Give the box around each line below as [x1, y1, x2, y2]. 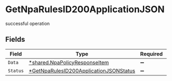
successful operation [5, 20, 50, 26]
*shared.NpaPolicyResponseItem [29, 59, 109, 66]
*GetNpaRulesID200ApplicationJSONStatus [29, 67, 136, 74]
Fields [5, 35, 26, 44]
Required [140, 50, 163, 57]
